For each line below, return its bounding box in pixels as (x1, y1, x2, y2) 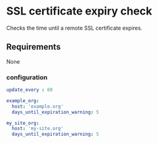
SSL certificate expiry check (6, 4, 153, 18)
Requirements (6, 42, 61, 52)
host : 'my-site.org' (12, 125, 64, 131)
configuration (6, 73, 48, 81)
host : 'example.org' (12, 103, 64, 110)
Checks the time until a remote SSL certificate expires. (6, 24, 143, 32)
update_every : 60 (6, 87, 53, 93)
